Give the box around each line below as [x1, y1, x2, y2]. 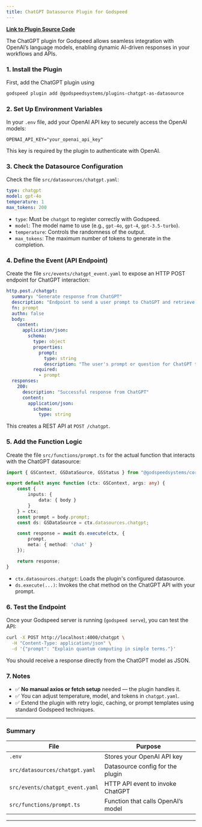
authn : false [11, 311, 44, 317]
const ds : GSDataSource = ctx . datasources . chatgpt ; [17, 520, 149, 526]
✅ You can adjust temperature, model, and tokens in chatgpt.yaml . [14, 692, 180, 700]
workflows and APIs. [6, 50, 57, 57]
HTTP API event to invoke [104, 780, 177, 788]
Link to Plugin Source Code [6, 25, 75, 33]
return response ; [17, 558, 61, 564]
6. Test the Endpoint [6, 602, 66, 611]
